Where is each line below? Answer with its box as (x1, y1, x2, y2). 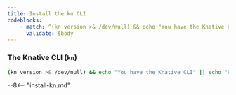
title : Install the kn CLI (7, 10, 86, 17)
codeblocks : (7, 17, 42, 24)
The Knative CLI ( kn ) (7, 53, 77, 63)
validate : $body (25, 29, 74, 37)
